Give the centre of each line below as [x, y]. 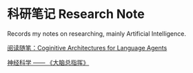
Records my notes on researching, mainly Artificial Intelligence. [96, 33]
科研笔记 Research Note [76, 14]
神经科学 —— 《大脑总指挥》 [48, 62]
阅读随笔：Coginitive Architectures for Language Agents [87, 48]
